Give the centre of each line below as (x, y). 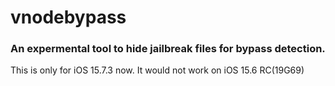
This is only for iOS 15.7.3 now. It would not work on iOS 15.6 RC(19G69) (157, 70)
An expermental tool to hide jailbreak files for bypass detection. (168, 49)
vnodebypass (68, 17)
